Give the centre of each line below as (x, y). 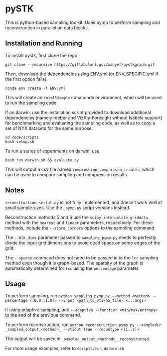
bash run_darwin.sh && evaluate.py (42, 160)
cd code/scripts (22, 137)
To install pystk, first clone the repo (41, 55)
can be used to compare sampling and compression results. (67, 174)
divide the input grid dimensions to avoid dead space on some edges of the (83, 242)
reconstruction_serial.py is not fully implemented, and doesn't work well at (83, 202)
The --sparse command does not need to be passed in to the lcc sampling (82, 257)
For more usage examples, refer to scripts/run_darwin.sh (65, 349)
